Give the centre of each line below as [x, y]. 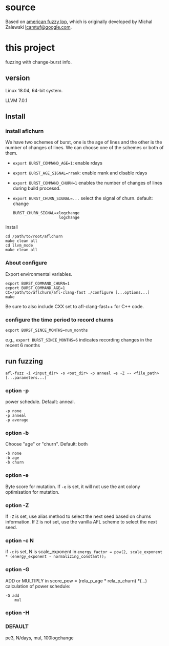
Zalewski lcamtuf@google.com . [39, 27]
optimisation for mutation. [33, 492]
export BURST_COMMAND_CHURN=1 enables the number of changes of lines [87, 183]
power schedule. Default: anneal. [40, 402]
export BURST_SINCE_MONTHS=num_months [47, 330]
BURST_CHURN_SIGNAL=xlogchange [46, 213]
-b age [12, 458]
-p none [14, 411]
